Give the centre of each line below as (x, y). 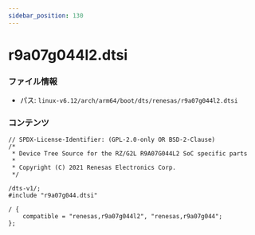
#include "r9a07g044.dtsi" (53, 196)
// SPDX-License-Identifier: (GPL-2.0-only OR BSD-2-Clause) (112, 140)
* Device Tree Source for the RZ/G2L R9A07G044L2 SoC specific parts (129, 154)
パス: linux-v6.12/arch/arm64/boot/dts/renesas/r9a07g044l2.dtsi (129, 100)
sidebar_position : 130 (46, 16)
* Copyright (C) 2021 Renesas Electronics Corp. (94, 168)
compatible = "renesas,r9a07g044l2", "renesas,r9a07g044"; (123, 217)
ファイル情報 (33, 81)
